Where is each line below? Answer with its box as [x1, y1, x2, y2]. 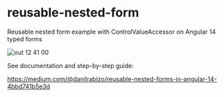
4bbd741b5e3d [7, 82, 51, 90]
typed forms [7, 34, 43, 43]
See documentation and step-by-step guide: [7, 61, 134, 69]
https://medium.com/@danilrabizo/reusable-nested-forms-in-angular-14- [7, 74, 217, 83]
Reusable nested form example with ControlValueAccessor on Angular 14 [7, 28, 216, 36]
